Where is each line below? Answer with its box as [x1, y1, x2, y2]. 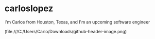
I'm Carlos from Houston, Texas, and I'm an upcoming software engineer [4, 19, 150, 25]
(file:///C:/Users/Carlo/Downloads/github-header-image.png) [4, 28, 127, 34]
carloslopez [4, 3, 53, 14]
